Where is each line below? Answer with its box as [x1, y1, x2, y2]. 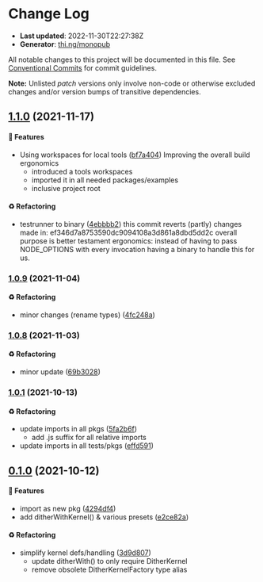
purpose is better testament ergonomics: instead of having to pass [19, 235, 238, 246]
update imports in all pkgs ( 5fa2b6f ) [19, 424, 137, 434]
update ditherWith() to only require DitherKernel [31, 556, 188, 565]
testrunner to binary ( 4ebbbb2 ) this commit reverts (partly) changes [19, 219, 242, 228]
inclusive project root [31, 183, 101, 193]
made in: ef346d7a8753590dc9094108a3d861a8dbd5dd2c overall [19, 228, 238, 237]
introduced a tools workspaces [31, 167, 133, 176]
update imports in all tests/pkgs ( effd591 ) [19, 441, 154, 450]
